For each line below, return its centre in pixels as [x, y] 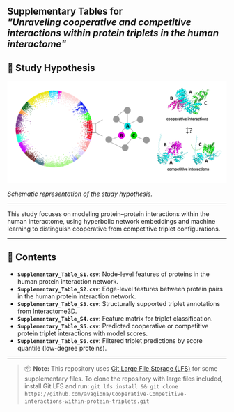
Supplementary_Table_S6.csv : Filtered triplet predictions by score [110, 340]
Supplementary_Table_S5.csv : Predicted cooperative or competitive [113, 326]
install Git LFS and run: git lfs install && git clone [101, 386]
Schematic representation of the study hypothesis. [80, 194]
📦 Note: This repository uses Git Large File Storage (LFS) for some [121, 368]
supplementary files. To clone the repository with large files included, [124, 379]
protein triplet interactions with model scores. [83, 333]
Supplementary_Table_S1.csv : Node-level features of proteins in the [114, 274]
